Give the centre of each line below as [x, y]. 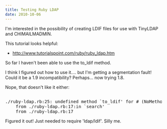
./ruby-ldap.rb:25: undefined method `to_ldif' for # [72, 101]
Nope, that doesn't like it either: [37, 87]
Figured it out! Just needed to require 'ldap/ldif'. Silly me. [63, 121]
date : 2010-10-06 [23, 14]
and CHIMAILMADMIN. [29, 34]
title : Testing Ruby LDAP [32, 10]
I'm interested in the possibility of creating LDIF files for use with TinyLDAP [82, 28]
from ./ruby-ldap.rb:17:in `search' [60, 106]
